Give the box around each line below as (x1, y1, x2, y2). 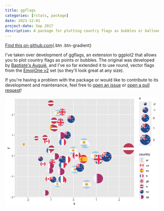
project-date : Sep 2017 (5, 23, 54, 28)
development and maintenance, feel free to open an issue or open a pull (5, 82, 150, 88)
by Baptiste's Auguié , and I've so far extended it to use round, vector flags (5, 63, 155, 68)
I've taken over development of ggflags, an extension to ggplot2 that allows (5, 52, 157, 58)
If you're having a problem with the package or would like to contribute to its (5, 77, 159, 83)
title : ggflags (5, 8, 36, 13)
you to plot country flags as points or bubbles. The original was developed (5, 57, 155, 63)
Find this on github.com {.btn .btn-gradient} (5, 42, 92, 48)
